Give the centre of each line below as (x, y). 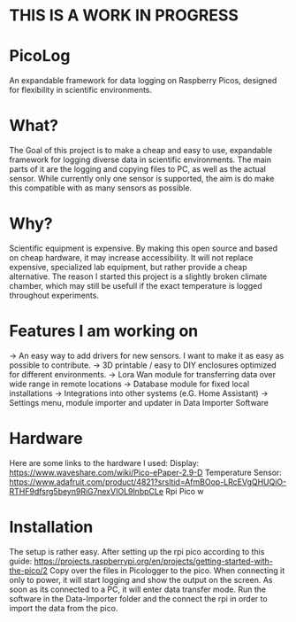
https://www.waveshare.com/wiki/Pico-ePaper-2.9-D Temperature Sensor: (146, 472)
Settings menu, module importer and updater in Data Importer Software (139, 402)
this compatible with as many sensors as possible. (101, 188)
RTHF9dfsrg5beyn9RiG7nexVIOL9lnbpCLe (87, 491)
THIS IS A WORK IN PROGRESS (124, 16)
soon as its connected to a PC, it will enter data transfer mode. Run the (138, 589)
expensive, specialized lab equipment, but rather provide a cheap (128, 267)
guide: (21, 561)
